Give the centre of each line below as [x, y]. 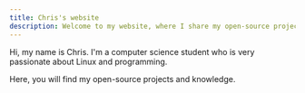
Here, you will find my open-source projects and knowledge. [123, 79]
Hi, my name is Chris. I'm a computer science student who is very [132, 51]
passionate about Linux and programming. [89, 61]
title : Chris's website [54, 18]
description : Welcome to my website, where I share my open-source [140, 26]
